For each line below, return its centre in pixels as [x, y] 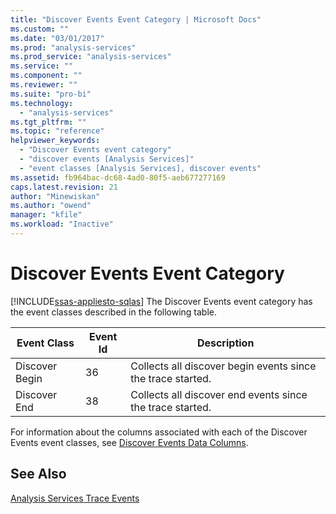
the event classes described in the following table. [114, 312]
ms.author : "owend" [51, 206]
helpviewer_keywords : [55, 141]
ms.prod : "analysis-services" [73, 47]
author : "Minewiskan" [55, 196]
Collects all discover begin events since [223, 366]
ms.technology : [42, 103]
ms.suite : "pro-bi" [51, 94]
